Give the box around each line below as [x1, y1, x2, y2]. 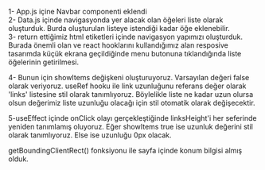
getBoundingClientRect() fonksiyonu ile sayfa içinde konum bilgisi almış [8, 146, 243, 155]
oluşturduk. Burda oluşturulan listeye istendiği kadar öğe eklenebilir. [8, 24, 231, 33]
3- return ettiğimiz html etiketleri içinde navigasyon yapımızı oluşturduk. [8, 32, 243, 41]
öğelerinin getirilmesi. [8, 57, 80, 67]
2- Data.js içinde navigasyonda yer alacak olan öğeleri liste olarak [8, 15, 224, 25]
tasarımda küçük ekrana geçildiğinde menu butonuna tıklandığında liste [8, 49, 242, 58]
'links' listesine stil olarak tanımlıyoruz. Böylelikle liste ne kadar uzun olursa [8, 90, 254, 99]
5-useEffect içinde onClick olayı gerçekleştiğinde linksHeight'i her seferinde [8, 114, 257, 122]
